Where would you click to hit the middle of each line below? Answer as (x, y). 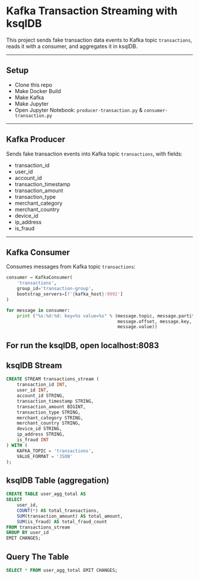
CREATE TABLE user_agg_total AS (46, 494)
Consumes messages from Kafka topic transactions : (71, 267)
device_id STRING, (39, 429)
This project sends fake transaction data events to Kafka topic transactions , (99, 40)
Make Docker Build (38, 91)
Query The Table (38, 557)
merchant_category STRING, (50, 418)
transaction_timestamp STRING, (55, 401)
